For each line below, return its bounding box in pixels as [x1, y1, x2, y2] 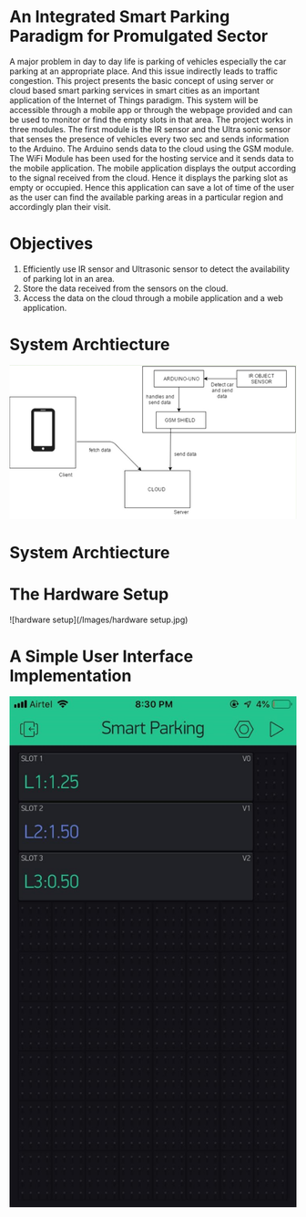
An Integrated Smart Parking [9, 6, 230, 27]
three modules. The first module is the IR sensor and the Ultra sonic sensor [9, 123, 291, 134]
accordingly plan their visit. [9, 201, 111, 212]
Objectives [9, 234, 94, 255]
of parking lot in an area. [22, 273, 116, 284]
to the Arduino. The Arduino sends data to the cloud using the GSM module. [9, 143, 294, 154]
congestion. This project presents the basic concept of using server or [9, 75, 275, 86]
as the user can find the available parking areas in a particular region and [9, 192, 284, 203]
